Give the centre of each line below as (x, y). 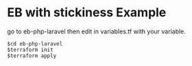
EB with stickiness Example (87, 13)
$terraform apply (32, 56)
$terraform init (30, 50)
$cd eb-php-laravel (35, 44)
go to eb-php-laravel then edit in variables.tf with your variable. (97, 31)
